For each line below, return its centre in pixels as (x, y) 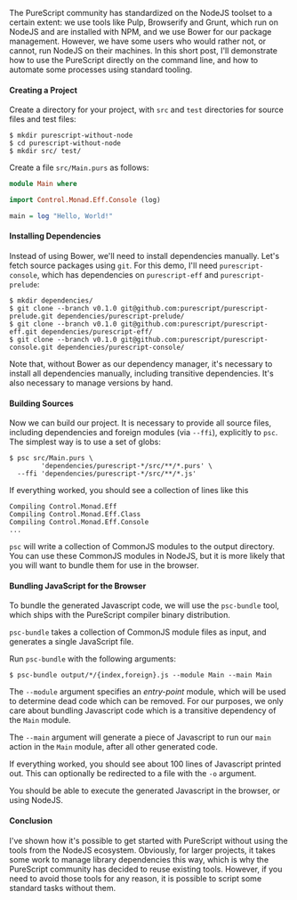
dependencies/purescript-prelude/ (120, 316)
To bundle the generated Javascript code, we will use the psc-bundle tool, (144, 605)
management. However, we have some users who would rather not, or (138, 41)
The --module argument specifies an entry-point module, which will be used (148, 692)
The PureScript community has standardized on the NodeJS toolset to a (141, 13)
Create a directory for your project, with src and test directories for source (147, 109)
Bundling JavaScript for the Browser (78, 586)
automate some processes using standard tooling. (101, 69)
